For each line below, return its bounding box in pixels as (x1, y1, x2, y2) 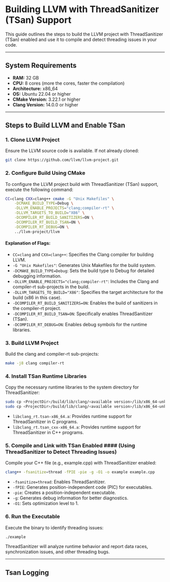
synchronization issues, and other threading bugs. (5, 549, 110, 555)
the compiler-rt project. (12, 305, 62, 311)
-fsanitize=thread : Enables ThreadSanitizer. (12, 479, 106, 485)
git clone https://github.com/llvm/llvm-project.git (5, 158, 119, 163)
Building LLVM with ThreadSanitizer (5, 4, 159, 15)
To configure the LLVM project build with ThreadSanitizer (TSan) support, (5, 181, 158, 187)
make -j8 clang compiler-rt (5, 361, 65, 366)
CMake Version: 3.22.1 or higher (12, 96, 81, 102)
